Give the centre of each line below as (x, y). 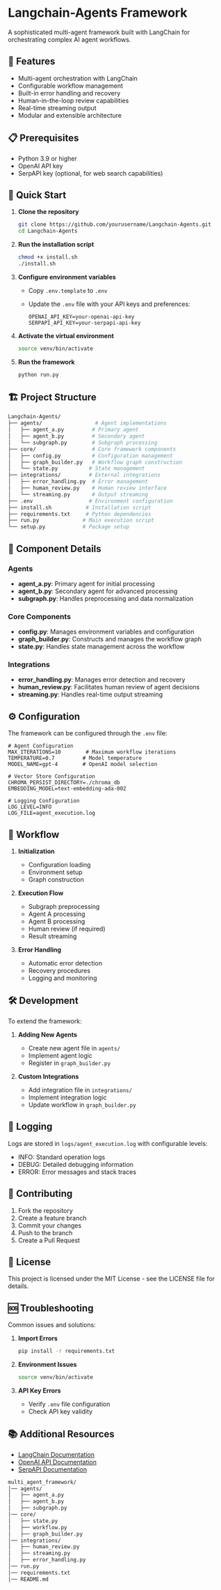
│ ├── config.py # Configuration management (90, 456)
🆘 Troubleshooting (51, 1308)
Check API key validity (60, 1411)
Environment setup (55, 872)
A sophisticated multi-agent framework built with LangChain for (99, 32)
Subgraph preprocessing (64, 907)
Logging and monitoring (63, 978)
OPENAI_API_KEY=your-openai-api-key (81, 316)
